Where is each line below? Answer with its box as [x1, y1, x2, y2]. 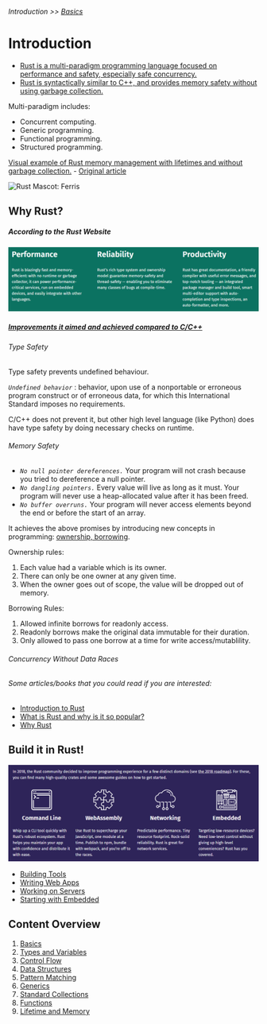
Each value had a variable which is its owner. [19, 563, 167, 572]
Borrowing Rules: [8, 603, 65, 613]
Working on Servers [19, 886, 86, 896]
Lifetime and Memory [19, 1006, 90, 1016]
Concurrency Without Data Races [8, 654, 119, 663]
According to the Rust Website [8, 227, 111, 236]
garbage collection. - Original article [8, 166, 127, 176]
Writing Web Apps [19, 878, 79, 887]
